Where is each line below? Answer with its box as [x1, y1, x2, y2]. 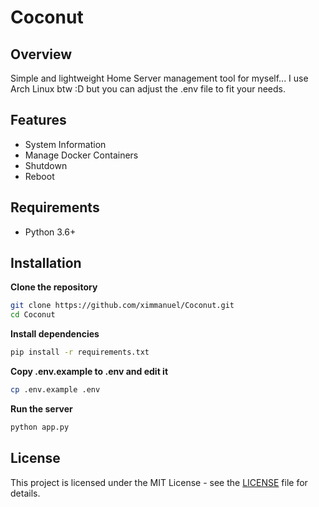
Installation [10, 255, 82, 272]
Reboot [24, 170, 55, 182]
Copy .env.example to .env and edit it [10, 366, 169, 378]
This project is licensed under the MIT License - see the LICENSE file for [10, 476, 308, 488]
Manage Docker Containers [24, 149, 139, 161]
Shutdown [24, 159, 68, 171]
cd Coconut [10, 310, 56, 320]
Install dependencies [10, 328, 100, 340]
